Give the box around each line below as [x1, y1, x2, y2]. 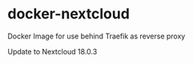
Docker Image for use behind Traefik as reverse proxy [7, 31, 186, 41]
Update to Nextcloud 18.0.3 [7, 46, 98, 56]
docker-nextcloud [7, 5, 130, 23]
